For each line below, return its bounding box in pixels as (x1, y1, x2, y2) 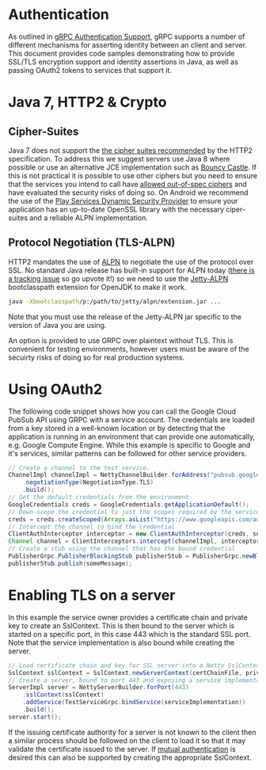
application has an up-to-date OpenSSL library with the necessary (8, 204, 224, 214)
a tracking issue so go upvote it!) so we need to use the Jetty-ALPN (8, 273, 229, 283)
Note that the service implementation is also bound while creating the (8, 638, 235, 647)
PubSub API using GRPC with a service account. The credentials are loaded (8, 414, 255, 425)
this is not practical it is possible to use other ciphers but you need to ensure (8, 170, 258, 180)
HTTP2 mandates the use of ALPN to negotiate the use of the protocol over (8, 257, 254, 266)
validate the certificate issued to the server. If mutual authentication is (8, 744, 236, 753)
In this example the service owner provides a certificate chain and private (8, 612, 248, 622)
